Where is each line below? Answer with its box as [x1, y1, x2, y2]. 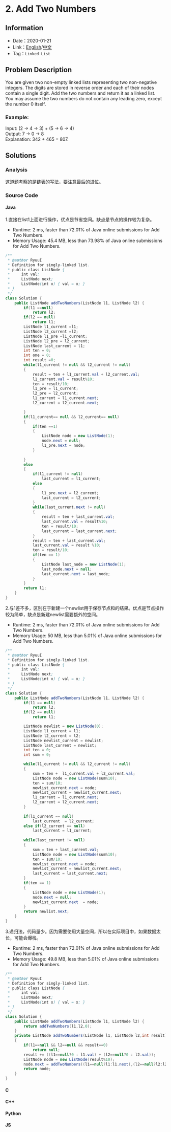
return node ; [23, 1066, 51, 1072]
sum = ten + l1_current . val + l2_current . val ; [32, 771, 136, 776]
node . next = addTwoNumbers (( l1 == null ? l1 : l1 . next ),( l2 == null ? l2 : [23, 1061, 163, 1067]
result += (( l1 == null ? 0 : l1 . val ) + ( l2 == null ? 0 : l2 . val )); [23, 1052, 156, 1057]
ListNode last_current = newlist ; [23, 743, 97, 748]
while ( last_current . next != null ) [32, 505, 106, 510]
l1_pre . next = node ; [41, 443, 85, 448]
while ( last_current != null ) [23, 838, 85, 843]
